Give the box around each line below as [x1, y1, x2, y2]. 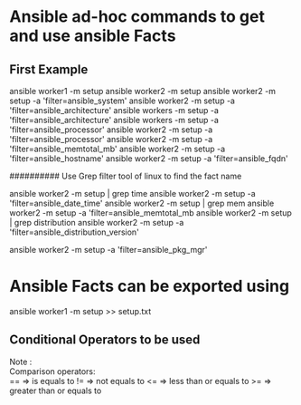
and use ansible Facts [9, 25, 176, 46]
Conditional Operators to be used [9, 333, 201, 348]
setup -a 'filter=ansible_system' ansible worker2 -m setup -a [9, 95, 235, 106]
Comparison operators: [9, 365, 97, 377]
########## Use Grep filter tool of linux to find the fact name [9, 170, 242, 181]
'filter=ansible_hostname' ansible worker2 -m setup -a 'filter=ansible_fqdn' [9, 153, 288, 164]
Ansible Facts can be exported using [9, 276, 290, 296]
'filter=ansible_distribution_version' [9, 227, 140, 237]
